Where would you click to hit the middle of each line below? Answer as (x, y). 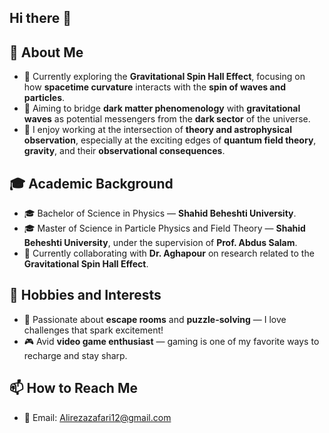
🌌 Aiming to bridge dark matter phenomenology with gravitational (162, 108)
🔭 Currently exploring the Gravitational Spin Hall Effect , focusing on (164, 77)
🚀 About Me (46, 52)
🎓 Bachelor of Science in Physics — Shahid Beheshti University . (160, 213)
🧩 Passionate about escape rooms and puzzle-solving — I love (155, 319)
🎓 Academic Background (91, 183)
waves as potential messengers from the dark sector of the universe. (167, 119)
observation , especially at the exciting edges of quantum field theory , (170, 140)
